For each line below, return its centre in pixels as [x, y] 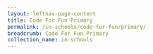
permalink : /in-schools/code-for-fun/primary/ [77, 27]
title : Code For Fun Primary [50, 20]
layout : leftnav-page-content [52, 14]
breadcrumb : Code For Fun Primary [58, 33]
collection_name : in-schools [50, 40]
